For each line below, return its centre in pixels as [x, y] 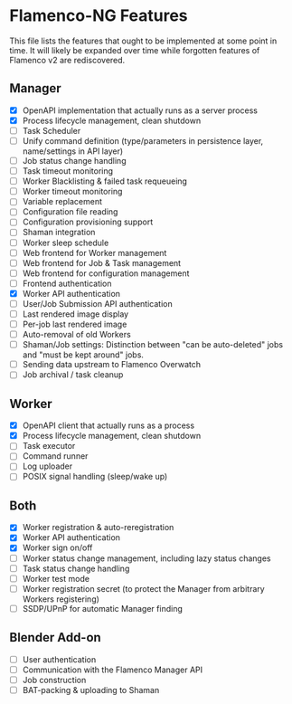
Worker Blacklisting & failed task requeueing [105, 181]
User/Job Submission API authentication [98, 303]
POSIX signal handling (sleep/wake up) [95, 477]
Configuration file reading [70, 212]
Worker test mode [56, 578]
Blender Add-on [55, 637]
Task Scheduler [52, 130]
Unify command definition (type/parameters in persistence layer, [143, 140]
